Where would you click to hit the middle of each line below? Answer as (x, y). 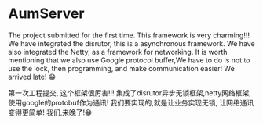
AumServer (46, 14)
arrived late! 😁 (32, 77)
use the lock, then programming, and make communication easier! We (122, 68)
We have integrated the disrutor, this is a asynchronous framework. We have (131, 43)
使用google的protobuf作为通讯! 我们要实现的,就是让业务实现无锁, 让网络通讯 (131, 102)
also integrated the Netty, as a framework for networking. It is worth (118, 52)
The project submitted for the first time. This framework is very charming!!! (129, 35)
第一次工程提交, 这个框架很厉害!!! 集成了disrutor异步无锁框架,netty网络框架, (130, 93)
